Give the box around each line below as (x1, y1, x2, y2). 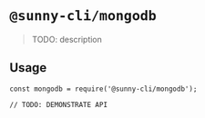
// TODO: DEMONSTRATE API (9, 100, 108, 109)
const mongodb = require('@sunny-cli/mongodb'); (9, 84, 198, 93)
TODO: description (31, 34, 103, 44)
